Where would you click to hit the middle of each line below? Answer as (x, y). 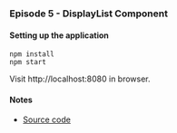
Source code (46, 119)
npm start (28, 62)
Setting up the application (59, 35)
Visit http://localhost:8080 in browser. (80, 79)
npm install (32, 54)
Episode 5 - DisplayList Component (88, 14)
